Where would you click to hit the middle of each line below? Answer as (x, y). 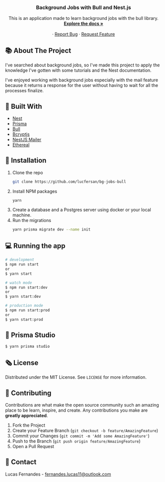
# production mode (24, 306)
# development (20, 260)
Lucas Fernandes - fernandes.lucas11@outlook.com (58, 474)
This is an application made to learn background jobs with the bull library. (83, 18)
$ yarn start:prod (24, 319)
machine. (22, 215)
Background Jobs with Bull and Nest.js (83, 7)
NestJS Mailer (27, 139)
